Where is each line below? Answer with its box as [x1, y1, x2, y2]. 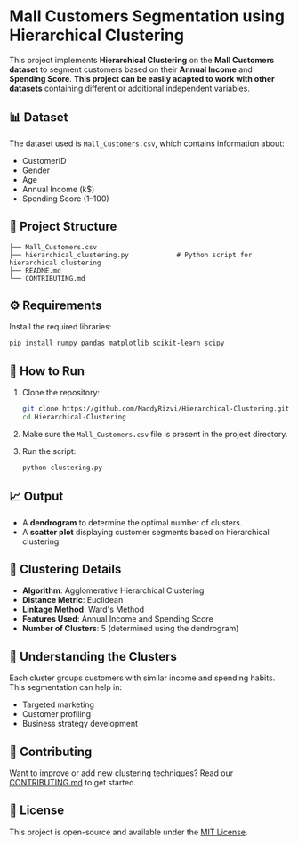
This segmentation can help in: [9, 682, 123, 693]
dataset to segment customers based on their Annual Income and [9, 64, 254, 75]
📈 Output [9, 489, 64, 504]
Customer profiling [21, 709, 92, 720]
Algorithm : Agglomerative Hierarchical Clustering [21, 585, 205, 596]
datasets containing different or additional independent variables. [9, 83, 251, 94]
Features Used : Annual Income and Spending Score [21, 614, 213, 624]
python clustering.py [21, 463, 102, 472]
